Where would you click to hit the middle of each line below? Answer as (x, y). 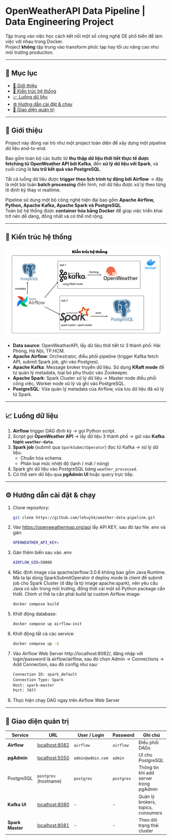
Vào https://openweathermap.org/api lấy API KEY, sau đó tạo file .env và (89, 527)
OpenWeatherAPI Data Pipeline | (76, 11)
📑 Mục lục (21, 73)
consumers (150, 813)
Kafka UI (17, 805)
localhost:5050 (53, 758)
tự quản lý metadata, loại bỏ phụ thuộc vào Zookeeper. (71, 372)
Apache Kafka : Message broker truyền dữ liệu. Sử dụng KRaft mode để (89, 367)
